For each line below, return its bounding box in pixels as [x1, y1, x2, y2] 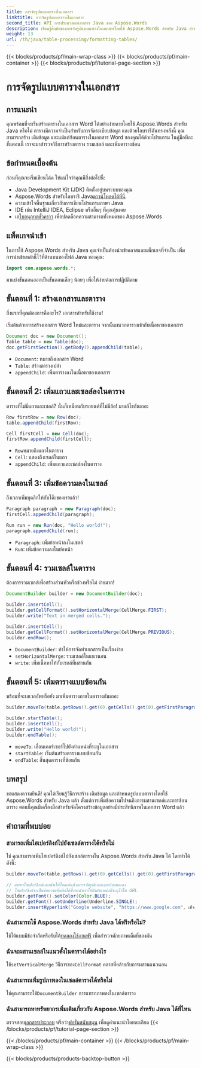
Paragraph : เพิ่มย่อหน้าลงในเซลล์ [14, 539, 83, 546]
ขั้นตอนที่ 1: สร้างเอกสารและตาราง [6, 294, 106, 304]
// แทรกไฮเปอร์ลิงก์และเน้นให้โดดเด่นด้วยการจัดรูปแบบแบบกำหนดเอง [6, 882, 126, 888]
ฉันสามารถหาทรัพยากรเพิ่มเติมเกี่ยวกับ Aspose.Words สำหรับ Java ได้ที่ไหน [6, 1005, 191, 1014]
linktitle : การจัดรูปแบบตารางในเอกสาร [6, 14, 84, 20]
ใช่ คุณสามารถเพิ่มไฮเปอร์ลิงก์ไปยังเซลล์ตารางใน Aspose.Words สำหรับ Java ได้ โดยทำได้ [6, 853, 190, 860]
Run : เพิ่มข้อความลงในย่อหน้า [14, 545, 73, 553]
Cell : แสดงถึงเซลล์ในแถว [14, 454, 68, 461]
